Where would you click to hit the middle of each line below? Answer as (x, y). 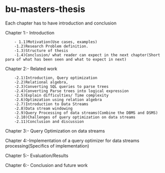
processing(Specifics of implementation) (47, 145)
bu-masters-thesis (45, 9)
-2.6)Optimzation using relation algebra (58, 99)
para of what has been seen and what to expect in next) (66, 59)
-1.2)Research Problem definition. (51, 46)
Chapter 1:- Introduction (30, 32)
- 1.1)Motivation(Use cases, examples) (56, 42)
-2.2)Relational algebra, (41, 82)
